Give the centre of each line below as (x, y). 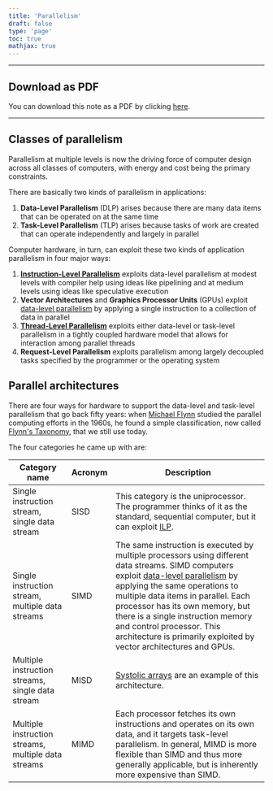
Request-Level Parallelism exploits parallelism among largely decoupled (142, 351)
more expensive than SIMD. (168, 775)
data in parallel (45, 317)
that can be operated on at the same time (89, 216)
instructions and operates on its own (184, 724)
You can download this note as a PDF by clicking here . (100, 106)
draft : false (30, 24)
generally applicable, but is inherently (186, 764)
